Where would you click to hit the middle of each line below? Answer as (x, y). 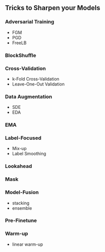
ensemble (22, 208)
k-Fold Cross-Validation (36, 79)
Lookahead (19, 166)
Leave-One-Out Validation (38, 84)
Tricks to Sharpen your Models (53, 8)
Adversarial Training (30, 22)
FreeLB (19, 43)
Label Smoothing (29, 154)
